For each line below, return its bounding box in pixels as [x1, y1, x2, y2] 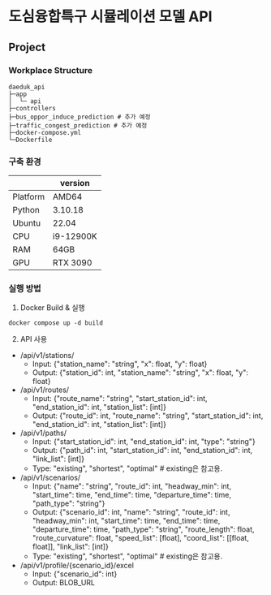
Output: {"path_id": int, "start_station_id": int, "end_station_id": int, [32, 446, 253, 455]
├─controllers [8, 104, 57, 112]
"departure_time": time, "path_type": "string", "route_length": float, [32, 524, 255, 534]
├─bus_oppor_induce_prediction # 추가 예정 [8, 113, 151, 121]
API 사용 [19, 334, 47, 344]
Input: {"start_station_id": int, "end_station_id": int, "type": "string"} [32, 437, 256, 446]
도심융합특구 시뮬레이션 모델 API [8, 7, 213, 26]
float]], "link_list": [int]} [32, 541, 110, 552]
